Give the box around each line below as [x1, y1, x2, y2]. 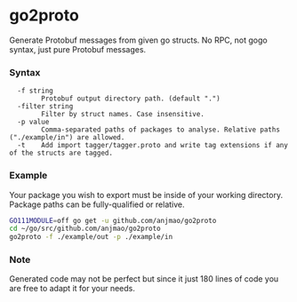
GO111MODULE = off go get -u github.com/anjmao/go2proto [9, 216, 217, 225]
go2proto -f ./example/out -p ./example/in [9, 233, 173, 242]
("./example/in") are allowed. [9, 133, 125, 142]
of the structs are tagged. [9, 148, 114, 158]
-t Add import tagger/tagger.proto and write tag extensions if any [17, 141, 289, 150]
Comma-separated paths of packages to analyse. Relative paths [41, 125, 280, 134]
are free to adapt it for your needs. [9, 283, 135, 294]
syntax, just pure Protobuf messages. [9, 44, 147, 54]
